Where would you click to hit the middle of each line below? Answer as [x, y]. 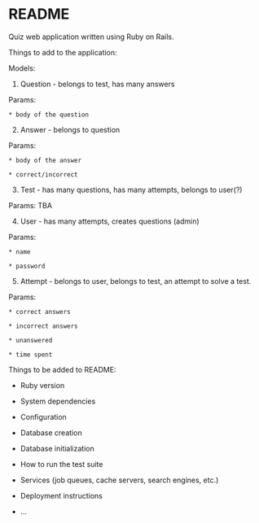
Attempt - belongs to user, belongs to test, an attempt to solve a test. [136, 281]
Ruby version [42, 385]
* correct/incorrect [44, 174]
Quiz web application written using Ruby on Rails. [91, 37]
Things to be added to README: [62, 369]
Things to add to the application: [63, 52]
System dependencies [58, 401]
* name [20, 252]
